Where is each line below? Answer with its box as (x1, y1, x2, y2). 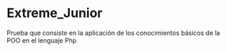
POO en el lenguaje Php (6, 36, 76, 44)
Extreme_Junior (6, 5, 103, 21)
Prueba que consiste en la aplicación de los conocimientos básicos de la (6, 28, 221, 37)
